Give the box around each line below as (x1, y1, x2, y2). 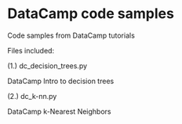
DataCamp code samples (7, 5, 174, 23)
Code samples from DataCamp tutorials (7, 31, 135, 40)
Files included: (7, 46, 55, 55)
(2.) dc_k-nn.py (7, 91, 57, 100)
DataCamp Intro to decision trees (7, 76, 115, 86)
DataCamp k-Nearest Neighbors (7, 107, 111, 116)
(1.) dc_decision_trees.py (7, 60, 88, 71)
